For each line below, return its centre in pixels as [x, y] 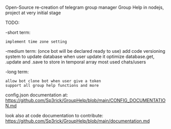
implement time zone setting [36, 42]
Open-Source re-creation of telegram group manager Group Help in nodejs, [84, 7]
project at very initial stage [33, 13]
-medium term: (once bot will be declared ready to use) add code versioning [85, 51]
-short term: [18, 32]
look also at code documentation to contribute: [54, 116]
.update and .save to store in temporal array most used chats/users [76, 62]
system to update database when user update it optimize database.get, [80, 56]
